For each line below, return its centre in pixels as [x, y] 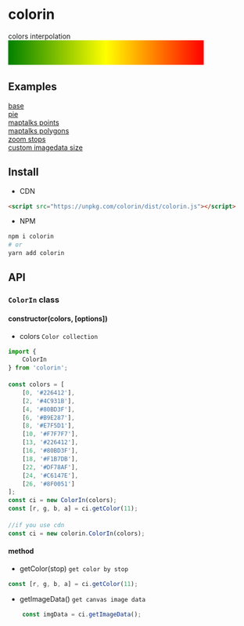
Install [23, 172]
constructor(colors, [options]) [58, 318]
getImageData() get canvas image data [83, 599]
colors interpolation [39, 36]
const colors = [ [36, 385]
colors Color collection [59, 336]
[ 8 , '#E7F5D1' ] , [49, 426]
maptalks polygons [39, 130]
